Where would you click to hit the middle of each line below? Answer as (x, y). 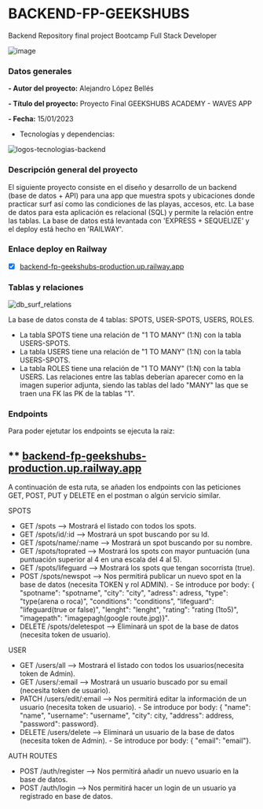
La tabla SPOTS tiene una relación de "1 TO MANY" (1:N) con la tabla (130, 335)
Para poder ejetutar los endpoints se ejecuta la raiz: (91, 431)
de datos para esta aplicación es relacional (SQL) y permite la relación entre (131, 212)
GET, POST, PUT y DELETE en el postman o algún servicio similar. (115, 495)
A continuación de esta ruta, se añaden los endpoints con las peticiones (124, 487)
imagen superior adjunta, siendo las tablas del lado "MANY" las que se (134, 385)
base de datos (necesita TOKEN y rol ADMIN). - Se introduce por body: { (137, 584)
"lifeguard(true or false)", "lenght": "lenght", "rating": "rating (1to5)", (129, 610)
